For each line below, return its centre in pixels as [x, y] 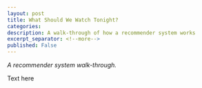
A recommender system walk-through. [62, 65]
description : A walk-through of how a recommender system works [101, 33]
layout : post [26, 13]
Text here [21, 78]
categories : [24, 26]
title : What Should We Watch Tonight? [63, 20]
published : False [32, 45]
